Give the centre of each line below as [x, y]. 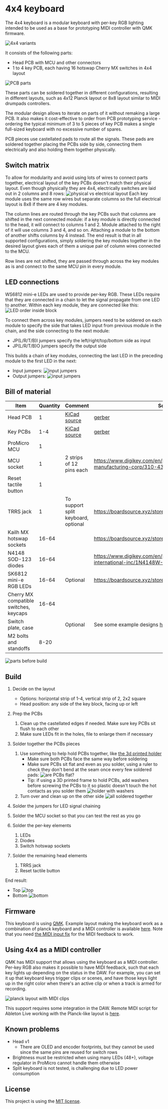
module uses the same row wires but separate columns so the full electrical [83, 198]
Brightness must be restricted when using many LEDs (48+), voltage [83, 1057]
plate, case [20, 628]
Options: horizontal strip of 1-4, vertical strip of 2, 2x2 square [83, 698]
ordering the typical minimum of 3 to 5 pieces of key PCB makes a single [80, 124]
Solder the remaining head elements [50, 856]
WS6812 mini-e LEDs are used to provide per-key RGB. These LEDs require [82, 294]
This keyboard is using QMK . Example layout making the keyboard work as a [84, 923]
